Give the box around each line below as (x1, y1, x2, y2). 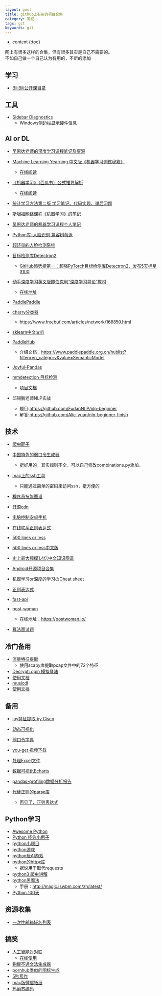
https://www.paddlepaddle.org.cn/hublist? (41, 349, 126, 355)
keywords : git (5, 26, 34, 30)
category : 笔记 (5, 16, 35, 21)
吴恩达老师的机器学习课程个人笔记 (12, 221, 81, 227)
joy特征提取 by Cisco (12, 716, 55, 721)
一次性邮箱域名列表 (12, 919, 51, 925)
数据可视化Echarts (12, 768, 49, 774)
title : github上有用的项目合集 (5, 12, 63, 17)
